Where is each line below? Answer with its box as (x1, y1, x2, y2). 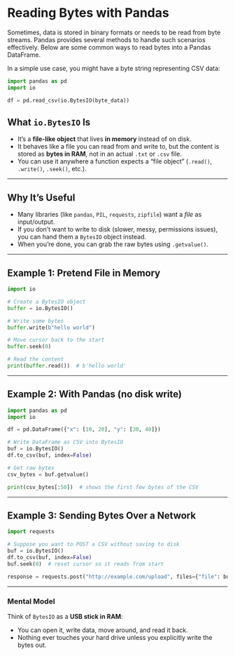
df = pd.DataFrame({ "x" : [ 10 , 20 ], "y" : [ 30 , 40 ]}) (7, 426, 161, 433)
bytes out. (17, 641, 47, 649)
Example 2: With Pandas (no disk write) (7, 388, 182, 401)
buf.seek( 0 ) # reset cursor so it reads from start (7, 560, 164, 568)
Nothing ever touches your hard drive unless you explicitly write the (17, 633, 213, 641)
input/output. (17, 217, 55, 226)
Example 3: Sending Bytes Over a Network (7, 509, 197, 521)
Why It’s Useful (7, 192, 76, 203)
